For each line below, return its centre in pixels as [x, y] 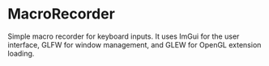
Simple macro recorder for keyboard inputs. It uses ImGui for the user [124, 36]
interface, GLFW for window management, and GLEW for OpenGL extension [134, 44]
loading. [21, 53]
